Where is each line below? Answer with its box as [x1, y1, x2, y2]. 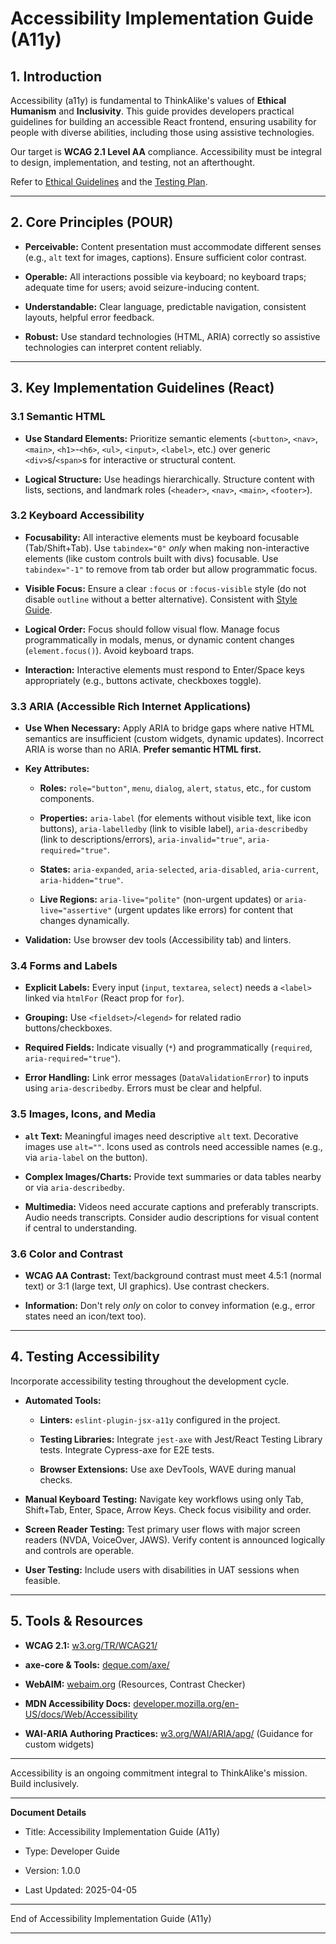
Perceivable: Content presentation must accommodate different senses [24, 240, 322, 252]
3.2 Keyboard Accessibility [10, 508, 145, 522]
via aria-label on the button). [24, 1151, 148, 1163]
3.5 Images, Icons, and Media [10, 1107, 157, 1121]
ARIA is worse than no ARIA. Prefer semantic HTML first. [24, 743, 262, 756]
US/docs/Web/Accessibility [24, 1708, 138, 1720]
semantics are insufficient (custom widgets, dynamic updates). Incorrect [24, 733, 324, 745]
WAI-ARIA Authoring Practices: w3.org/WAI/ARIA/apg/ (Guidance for [24, 1727, 313, 1739]
